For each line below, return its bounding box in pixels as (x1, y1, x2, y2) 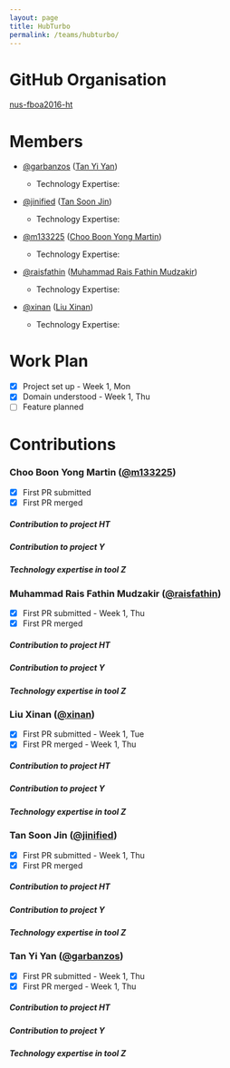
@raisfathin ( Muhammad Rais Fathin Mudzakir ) (22, 267, 197, 278)
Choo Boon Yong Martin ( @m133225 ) (9, 466, 177, 479)
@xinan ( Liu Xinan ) (22, 301, 93, 313)
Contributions (9, 434, 116, 455)
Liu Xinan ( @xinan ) (9, 708, 95, 720)
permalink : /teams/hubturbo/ (9, 30, 120, 39)
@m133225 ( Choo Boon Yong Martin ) (22, 231, 162, 242)
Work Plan (9, 351, 89, 372)
